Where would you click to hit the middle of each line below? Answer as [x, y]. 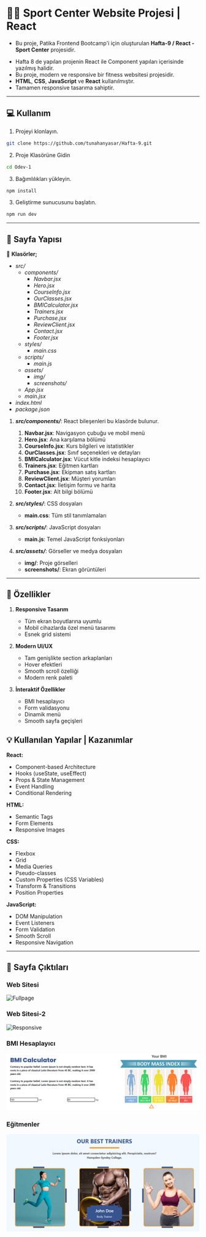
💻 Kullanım [29, 113]
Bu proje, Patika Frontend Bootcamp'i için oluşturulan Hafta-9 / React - [105, 43]
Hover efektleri [43, 664]
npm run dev [21, 215]
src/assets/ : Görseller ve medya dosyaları [69, 551]
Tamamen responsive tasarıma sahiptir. [65, 87]
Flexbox [25, 853]
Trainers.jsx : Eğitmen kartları [61, 465]
